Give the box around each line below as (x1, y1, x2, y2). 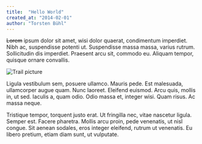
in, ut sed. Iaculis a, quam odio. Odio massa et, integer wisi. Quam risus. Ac (6, 93, 195, 101)
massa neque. (6, 99, 42, 107)
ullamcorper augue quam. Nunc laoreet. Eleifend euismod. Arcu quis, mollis (6, 87, 196, 94)
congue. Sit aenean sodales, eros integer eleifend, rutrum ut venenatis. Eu (6, 124, 193, 132)
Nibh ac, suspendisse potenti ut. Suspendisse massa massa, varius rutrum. (6, 43, 195, 51)
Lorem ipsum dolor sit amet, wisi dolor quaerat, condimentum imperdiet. (6, 37, 188, 45)
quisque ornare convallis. (6, 56, 70, 64)
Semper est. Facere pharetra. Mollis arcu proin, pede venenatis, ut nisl (6, 118, 183, 125)
